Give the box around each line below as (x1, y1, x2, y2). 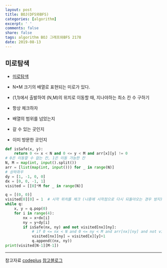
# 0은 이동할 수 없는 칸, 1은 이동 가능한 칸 (5, 156, 85, 161)
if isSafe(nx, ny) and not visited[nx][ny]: (23, 224, 117, 230)
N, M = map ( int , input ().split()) (5, 160, 77, 165)
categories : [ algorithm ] (5, 16, 57, 21)
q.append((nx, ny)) (31, 239, 72, 244)
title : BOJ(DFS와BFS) (5, 12, 49, 17)
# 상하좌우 (5, 169, 24, 174)
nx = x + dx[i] (23, 215, 50, 220)
